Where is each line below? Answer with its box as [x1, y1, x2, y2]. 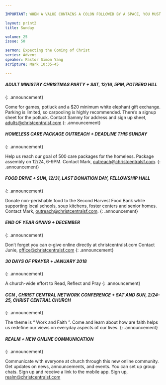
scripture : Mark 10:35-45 [5, 62, 59, 67]
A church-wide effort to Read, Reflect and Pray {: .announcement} [5, 280, 141, 286]
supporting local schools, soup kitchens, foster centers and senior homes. [5, 203, 157, 209]
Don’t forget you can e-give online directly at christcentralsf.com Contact [5, 242, 155, 248]
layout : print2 [5, 20, 37, 25]
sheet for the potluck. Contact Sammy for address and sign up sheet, [5, 114, 147, 120]
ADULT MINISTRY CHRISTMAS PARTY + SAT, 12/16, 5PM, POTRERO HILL [5, 82, 158, 88]
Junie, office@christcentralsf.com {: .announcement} [5, 247, 114, 253]
